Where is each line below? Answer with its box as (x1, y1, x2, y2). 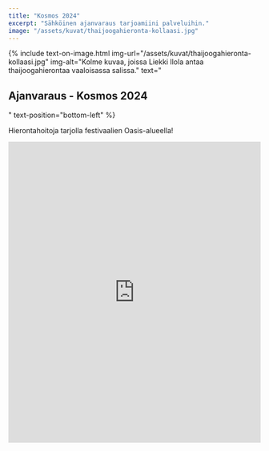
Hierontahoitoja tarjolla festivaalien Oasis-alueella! (8, 126, 174, 136)
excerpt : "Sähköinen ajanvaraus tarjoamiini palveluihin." (8, 19, 210, 27)
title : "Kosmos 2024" (8, 11, 81, 20)
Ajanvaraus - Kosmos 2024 (8, 89, 148, 103)
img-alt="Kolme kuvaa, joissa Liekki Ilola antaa (50, 57, 204, 67)
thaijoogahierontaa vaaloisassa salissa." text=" (8, 66, 162, 75)
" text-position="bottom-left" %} (8, 110, 116, 120)
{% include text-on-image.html (8, 49, 110, 59)
